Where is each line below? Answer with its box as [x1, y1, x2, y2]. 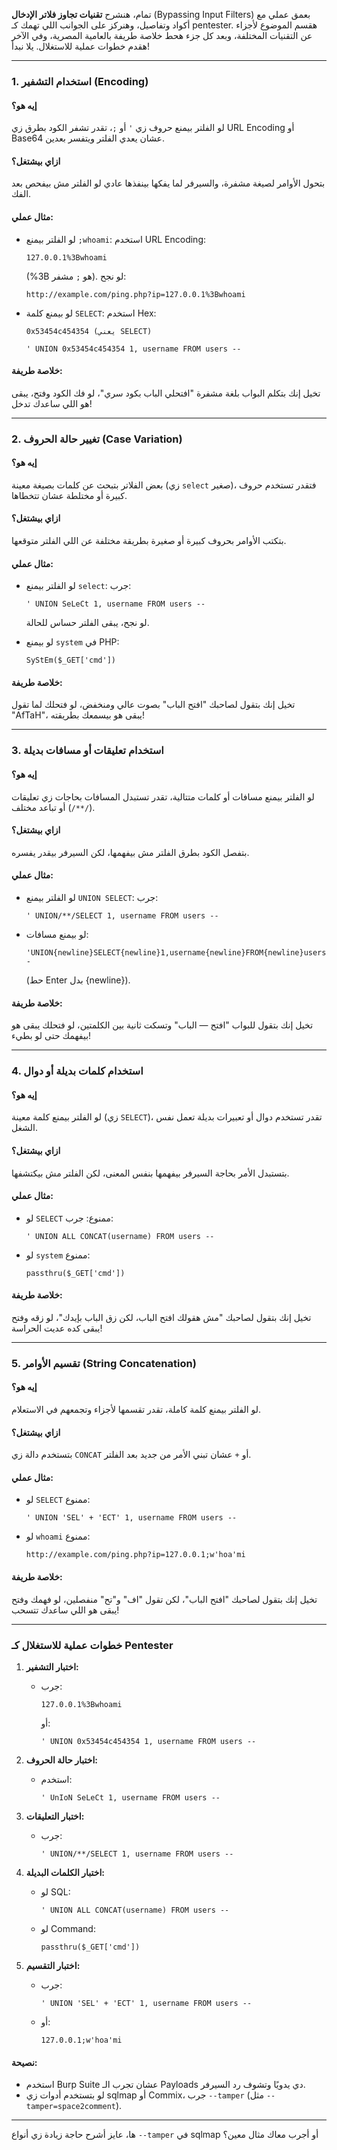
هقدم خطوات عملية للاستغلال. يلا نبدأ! [11, 40, 150, 52]
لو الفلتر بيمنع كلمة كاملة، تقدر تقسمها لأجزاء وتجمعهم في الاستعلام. [11, 1404, 262, 1416]
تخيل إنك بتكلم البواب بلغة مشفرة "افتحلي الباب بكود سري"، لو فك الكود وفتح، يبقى [11, 387, 321, 399]
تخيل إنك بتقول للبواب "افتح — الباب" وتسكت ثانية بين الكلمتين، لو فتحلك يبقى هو [11, 1019, 314, 1031]
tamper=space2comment [25, 2102, 116, 2112]
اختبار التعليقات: [25, 1810, 85, 1822]
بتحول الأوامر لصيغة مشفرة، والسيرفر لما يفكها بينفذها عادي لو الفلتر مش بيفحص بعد [11, 177, 326, 189]
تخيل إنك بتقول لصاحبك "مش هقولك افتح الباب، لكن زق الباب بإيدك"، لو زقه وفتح [11, 1311, 312, 1323]
